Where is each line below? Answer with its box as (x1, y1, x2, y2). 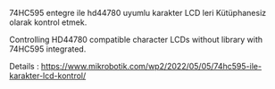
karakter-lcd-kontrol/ (9, 70, 87, 81)
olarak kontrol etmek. (9, 17, 87, 28)
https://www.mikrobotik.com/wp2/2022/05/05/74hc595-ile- (40, 61, 262, 71)
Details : (9, 61, 39, 71)
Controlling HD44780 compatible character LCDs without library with (9, 35, 263, 44)
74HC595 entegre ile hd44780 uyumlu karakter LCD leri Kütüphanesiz (9, 8, 267, 18)
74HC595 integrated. (9, 44, 87, 54)
